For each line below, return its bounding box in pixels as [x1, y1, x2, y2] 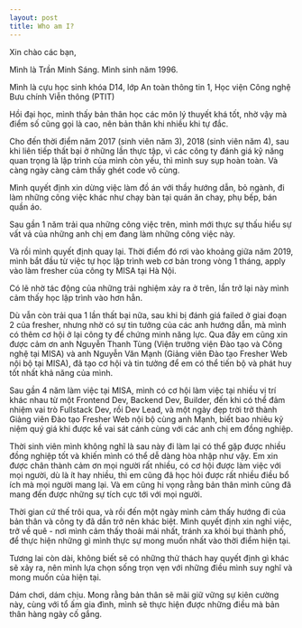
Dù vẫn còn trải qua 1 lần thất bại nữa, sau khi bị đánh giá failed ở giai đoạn [9, 309, 287, 321]
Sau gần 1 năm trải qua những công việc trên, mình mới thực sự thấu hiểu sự [9, 219, 292, 230]
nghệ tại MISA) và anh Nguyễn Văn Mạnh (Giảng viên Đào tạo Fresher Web [9, 348, 288, 359]
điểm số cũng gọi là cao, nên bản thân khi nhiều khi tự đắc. [9, 118, 229, 129]
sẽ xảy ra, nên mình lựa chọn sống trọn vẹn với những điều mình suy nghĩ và [9, 562, 293, 573]
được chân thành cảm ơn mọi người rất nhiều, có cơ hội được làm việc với [9, 460, 281, 471]
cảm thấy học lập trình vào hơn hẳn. [9, 292, 143, 303]
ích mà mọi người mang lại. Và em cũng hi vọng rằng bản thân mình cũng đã [9, 479, 291, 490]
